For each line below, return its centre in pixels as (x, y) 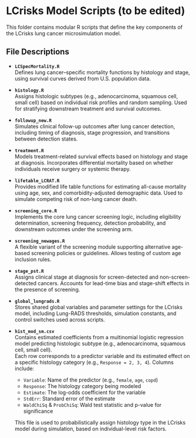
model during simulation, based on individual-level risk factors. (91, 429)
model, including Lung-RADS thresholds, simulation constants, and (95, 313)
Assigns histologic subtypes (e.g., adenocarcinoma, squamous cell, (96, 96)
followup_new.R (33, 121)
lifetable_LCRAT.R (37, 180)
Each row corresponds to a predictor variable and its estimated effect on (102, 356)
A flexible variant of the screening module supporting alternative (92, 247)
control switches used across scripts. (60, 319)
